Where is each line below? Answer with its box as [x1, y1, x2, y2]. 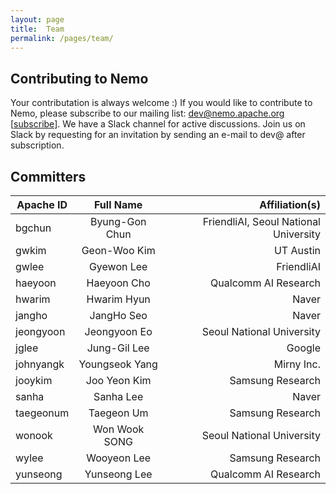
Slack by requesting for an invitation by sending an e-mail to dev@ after [10, 129, 306, 141]
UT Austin [273, 244, 321, 257]
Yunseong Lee [84, 467, 153, 481]
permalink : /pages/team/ [10, 33, 114, 43]
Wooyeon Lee [86, 451, 152, 465]
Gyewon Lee [88, 260, 148, 273]
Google [286, 341, 321, 355]
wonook [15, 429, 53, 442]
